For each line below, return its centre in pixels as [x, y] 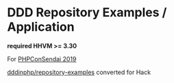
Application [41, 27]
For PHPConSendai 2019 [42, 59]
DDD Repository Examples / [87, 13]
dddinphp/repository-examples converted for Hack [79, 72]
